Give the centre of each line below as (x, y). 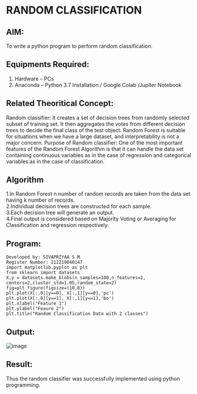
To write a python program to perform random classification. (79, 46)
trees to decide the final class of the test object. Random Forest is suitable (96, 130)
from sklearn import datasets (43, 273)
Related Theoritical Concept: (60, 103)
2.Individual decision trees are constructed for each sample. (79, 206)
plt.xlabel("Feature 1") (36, 303)
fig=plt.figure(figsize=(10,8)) (46, 288)
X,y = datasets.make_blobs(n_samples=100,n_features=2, (76, 278)
